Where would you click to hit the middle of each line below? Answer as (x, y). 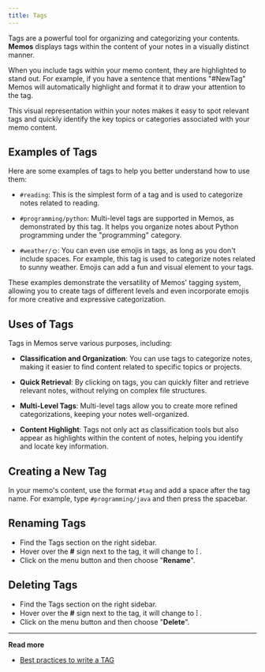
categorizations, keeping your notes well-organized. (104, 415)
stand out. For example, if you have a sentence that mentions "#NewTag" (127, 78)
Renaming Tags (47, 523)
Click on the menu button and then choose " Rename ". (107, 560)
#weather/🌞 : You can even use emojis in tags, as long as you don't (128, 250)
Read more (26, 644)
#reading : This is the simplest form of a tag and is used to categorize (131, 195)
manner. (22, 54)
